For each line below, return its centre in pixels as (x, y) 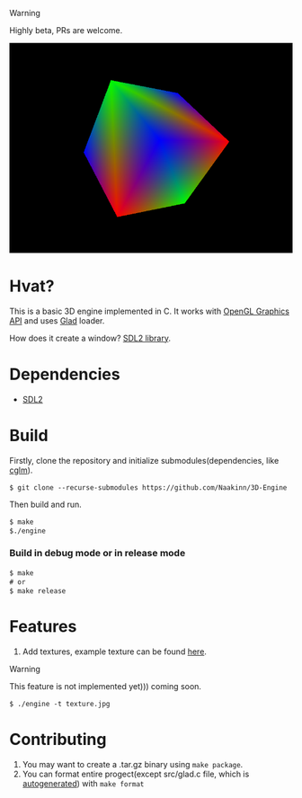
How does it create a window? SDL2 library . (90, 338)
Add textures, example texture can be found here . (114, 652)
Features (43, 626)
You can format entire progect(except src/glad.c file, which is (136, 774)
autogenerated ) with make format (83, 783)
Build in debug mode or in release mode (98, 554)
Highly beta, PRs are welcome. (66, 30)
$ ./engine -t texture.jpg (60, 704)
